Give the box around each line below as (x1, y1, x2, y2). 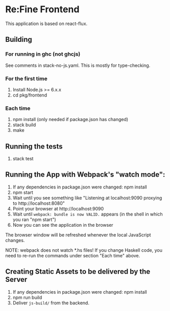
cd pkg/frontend (12, 92, 47, 98)
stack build (12, 122, 36, 128)
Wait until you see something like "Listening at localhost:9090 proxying (12, 195, 162, 201)
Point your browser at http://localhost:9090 (12, 205, 104, 211)
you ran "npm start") (12, 216, 56, 223)
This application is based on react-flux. (5, 20, 88, 27)
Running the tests (5, 142, 63, 151)
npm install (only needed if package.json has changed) (12, 116, 129, 123)
